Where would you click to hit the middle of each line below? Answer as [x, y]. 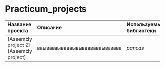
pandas [135, 48]
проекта [18, 30]
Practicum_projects [46, 9]
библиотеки [141, 30]
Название [20, 24]
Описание [50, 27]
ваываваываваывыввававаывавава [79, 48]
